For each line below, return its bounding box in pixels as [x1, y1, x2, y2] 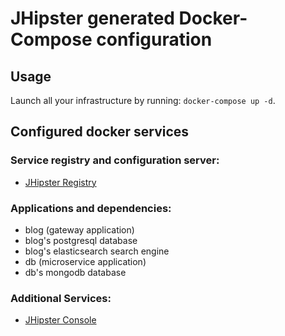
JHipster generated [10, 7, 175, 30]
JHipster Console [24, 314, 97, 326]
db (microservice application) [24, 255, 147, 267]
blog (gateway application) [24, 223, 135, 236]
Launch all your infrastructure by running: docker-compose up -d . [10, 95, 276, 106]
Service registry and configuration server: [10, 153, 220, 167]
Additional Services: [10, 291, 112, 305]
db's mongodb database [24, 266, 127, 278]
